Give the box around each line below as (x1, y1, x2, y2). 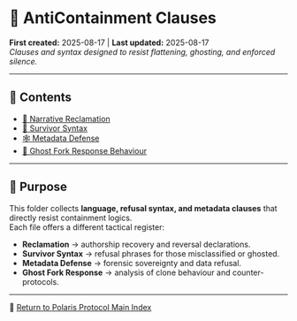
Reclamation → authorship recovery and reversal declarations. (21, 239, 251, 249)
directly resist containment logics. (9, 212, 133, 223)
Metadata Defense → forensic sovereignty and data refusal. (21, 257, 241, 268)
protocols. (21, 276, 59, 287)
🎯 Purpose (9, 180, 68, 195)
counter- (232, 267, 264, 278)
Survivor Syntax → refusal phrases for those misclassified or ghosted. (21, 248, 280, 259)
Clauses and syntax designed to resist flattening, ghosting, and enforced (9, 46, 276, 57)
